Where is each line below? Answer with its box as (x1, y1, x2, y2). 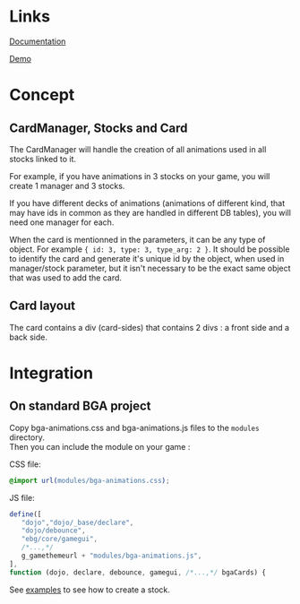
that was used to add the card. (9, 272, 123, 283)
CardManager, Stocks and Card (9, 120, 188, 135)
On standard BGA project (9, 399, 151, 414)
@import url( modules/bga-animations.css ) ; (9, 476, 170, 485)
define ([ (9, 509, 42, 519)
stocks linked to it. (9, 153, 77, 164)
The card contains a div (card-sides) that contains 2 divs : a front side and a (9, 322, 289, 332)
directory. (9, 432, 45, 443)
